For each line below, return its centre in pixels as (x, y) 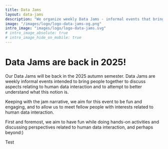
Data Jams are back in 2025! (66, 62)
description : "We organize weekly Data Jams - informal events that (78, 19)
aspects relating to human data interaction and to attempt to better (74, 86)
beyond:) (14, 132)
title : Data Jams (23, 10)
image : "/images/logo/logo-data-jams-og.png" (53, 24)
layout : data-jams (24, 14)
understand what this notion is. (37, 92)
